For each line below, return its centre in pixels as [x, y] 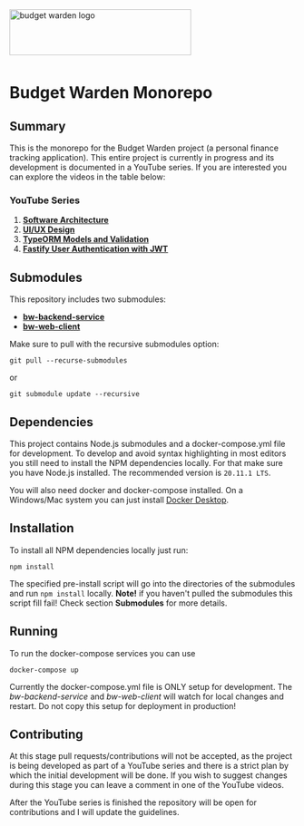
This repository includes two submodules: [88, 299]
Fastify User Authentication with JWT [95, 249]
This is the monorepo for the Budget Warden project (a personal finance [144, 148]
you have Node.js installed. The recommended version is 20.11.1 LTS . [140, 472]
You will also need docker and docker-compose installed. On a [126, 490]
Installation [42, 528]
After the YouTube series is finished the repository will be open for [133, 802]
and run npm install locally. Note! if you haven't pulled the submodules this [151, 593]
